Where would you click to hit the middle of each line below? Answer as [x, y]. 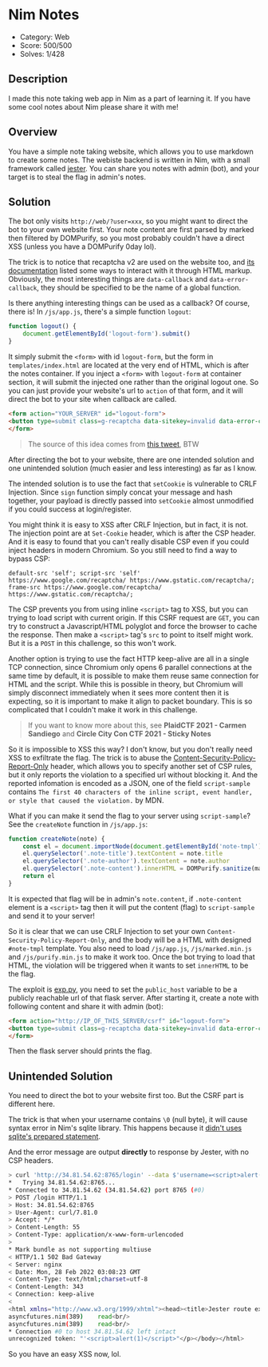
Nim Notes [44, 15]
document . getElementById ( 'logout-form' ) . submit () [107, 334]
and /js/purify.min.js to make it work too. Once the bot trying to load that [132, 956]
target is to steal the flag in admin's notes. [77, 177]
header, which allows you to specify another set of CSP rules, [152, 766]
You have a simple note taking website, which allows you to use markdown [131, 151]
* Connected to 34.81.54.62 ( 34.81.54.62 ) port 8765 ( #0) [106, 1190]
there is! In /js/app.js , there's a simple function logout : [100, 312]
